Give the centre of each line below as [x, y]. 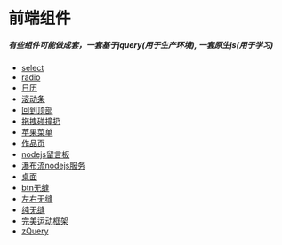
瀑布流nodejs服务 [53, 166]
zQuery [35, 231]
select [32, 68]
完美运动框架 [44, 221]
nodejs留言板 [45, 154]
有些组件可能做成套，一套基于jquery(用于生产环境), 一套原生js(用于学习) [141, 44]
